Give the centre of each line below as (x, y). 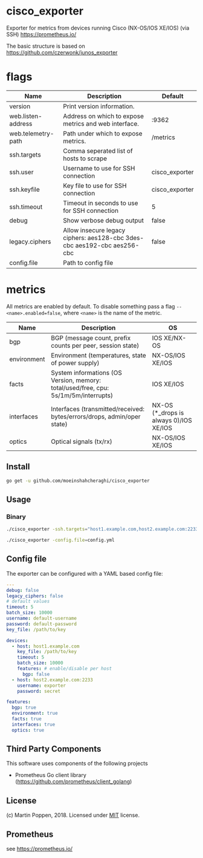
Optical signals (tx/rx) (82, 441)
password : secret (39, 691)
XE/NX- (175, 338)
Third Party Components (54, 749)
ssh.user (21, 172)
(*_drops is (168, 412)
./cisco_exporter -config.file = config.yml (60, 540)
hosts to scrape (85, 158)
